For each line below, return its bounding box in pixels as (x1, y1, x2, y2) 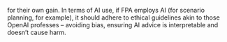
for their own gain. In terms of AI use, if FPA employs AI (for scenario (7, 6, 205, 14)
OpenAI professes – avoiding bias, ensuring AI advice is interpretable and (7, 21, 219, 29)
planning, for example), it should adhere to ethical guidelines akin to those (7, 13, 220, 22)
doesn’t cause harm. (7, 28, 66, 36)
